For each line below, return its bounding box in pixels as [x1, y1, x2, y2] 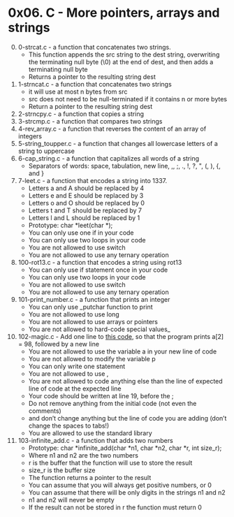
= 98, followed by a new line [17, 340, 100, 348]
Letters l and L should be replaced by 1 [28, 213, 140, 221]
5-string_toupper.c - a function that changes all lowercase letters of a [17, 139, 219, 147]
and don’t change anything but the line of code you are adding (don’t [28, 414, 227, 422]
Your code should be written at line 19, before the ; [28, 391, 174, 400]
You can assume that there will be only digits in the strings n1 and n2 [28, 488, 226, 497]
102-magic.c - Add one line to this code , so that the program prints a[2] [17, 332, 224, 340]
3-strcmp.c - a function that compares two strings [17, 117, 163, 125]
